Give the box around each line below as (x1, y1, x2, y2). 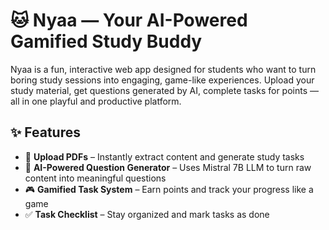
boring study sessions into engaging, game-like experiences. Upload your (10, 74, 315, 86)
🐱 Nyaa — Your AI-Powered (10, 9, 248, 32)
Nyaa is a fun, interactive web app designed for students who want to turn (10, 63, 317, 75)
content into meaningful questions (24, 172, 167, 184)
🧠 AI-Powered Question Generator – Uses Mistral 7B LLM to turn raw (24, 161, 312, 173)
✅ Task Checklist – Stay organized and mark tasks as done (24, 208, 270, 220)
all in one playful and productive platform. (10, 95, 182, 107)
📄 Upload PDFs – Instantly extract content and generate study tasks (24, 150, 305, 163)
